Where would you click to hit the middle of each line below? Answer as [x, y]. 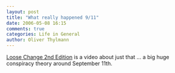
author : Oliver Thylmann [38, 40]
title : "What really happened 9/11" [53, 17]
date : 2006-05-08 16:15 [36, 23]
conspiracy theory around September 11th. [59, 63]
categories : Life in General [43, 34]
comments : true [26, 29]
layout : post [23, 12]
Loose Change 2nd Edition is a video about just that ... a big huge [88, 57]
